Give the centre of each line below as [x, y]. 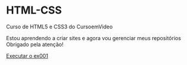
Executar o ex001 [27, 56]
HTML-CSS [34, 10]
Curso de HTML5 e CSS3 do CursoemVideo [59, 27]
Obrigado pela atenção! [35, 44]
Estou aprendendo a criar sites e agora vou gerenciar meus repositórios [94, 38]
